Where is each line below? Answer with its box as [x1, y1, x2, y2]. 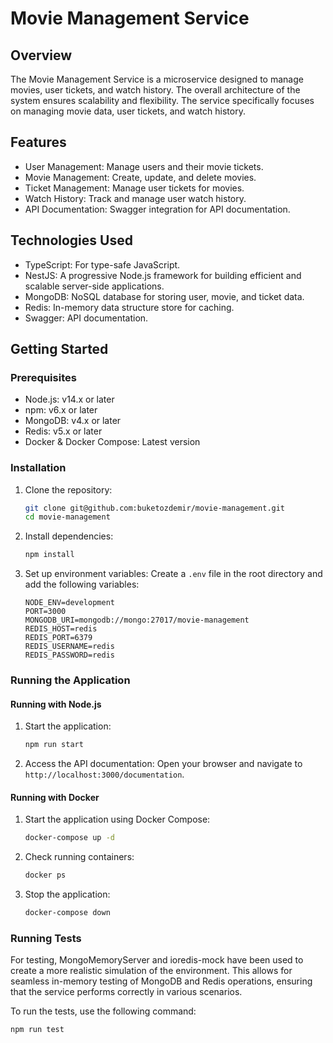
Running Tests [10, 931, 82, 945]
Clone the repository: [24, 483, 113, 496]
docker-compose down [24, 908, 111, 918]
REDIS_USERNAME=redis [24, 642, 115, 652]
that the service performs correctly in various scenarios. [10, 986, 243, 998]
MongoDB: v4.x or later [24, 415, 122, 427]
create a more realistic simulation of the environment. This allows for [10, 965, 293, 977]
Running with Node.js [10, 698, 102, 710]
